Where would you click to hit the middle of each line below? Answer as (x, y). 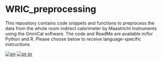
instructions (18, 44)
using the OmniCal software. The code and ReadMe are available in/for (79, 33)
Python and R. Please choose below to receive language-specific (73, 39)
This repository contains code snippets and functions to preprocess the (80, 23)
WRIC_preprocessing (51, 9)
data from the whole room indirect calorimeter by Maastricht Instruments (81, 28)
